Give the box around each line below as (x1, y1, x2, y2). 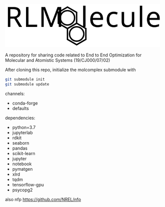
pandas (12, 145, 28, 151)
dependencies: (5, 115, 35, 121)
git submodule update (5, 82, 50, 87)
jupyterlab (12, 129, 33, 136)
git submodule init (5, 77, 45, 82)
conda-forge (12, 100, 38, 106)
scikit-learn (12, 151, 35, 156)
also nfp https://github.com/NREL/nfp (5, 197, 81, 203)
